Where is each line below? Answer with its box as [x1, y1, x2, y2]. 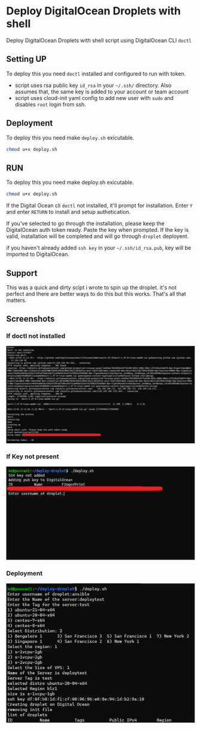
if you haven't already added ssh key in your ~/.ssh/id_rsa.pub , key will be [6, 244, 191, 252]
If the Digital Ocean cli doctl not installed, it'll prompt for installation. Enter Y [6, 202, 193, 209]
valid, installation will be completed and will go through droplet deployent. [6, 232, 189, 240]
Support [6, 268, 38, 278]
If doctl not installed [6, 332, 66, 340]
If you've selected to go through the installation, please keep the [6, 220, 165, 227]
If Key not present [6, 452, 59, 461]
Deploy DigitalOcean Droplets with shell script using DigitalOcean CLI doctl [6, 37, 192, 44]
